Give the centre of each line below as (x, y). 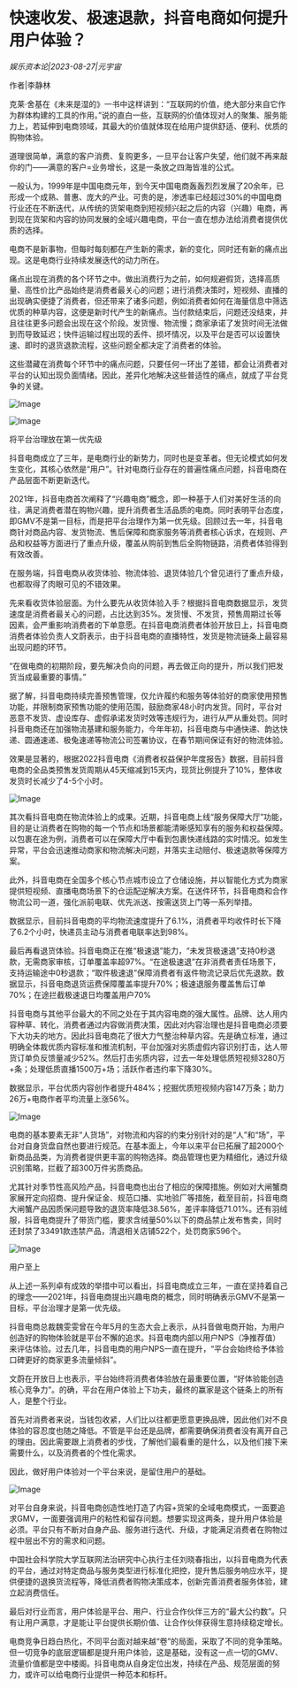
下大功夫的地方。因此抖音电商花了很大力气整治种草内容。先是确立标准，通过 (148, 1035)
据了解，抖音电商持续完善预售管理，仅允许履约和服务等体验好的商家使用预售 (148, 695)
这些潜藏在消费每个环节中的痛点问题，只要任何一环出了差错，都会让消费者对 (148, 364)
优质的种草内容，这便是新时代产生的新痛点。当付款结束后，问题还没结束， (145, 311)
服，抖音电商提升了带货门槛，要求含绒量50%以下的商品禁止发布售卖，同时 (145, 1220)
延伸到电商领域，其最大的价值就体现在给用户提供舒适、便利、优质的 (164, 126)
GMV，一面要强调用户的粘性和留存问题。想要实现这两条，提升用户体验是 (149, 1518)
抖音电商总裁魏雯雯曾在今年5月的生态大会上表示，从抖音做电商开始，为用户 (147, 1326)
